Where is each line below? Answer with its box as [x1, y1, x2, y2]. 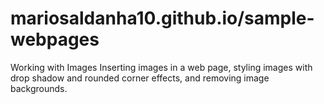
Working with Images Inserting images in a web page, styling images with [10, 61, 313, 73]
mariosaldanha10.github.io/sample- [10, 7, 315, 30]
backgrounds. [10, 82, 68, 94]
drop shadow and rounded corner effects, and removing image [10, 72, 270, 84]
